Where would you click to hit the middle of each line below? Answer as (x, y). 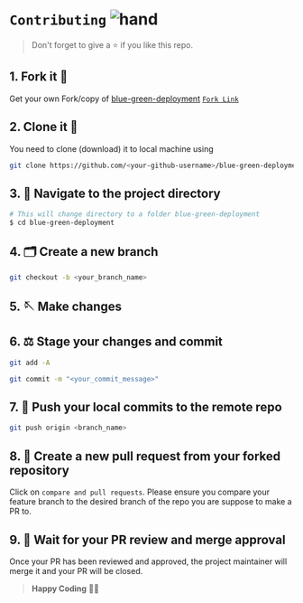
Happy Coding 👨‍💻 (65, 589)
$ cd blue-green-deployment (62, 223)
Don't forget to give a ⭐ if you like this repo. (112, 44)
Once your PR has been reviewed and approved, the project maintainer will (148, 561)
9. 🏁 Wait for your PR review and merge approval (147, 539)
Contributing (58, 20)
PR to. (20, 512)
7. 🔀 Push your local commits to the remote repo (146, 407)
